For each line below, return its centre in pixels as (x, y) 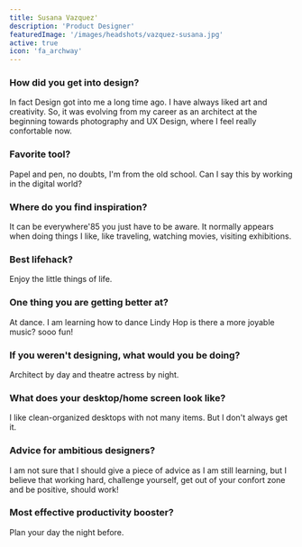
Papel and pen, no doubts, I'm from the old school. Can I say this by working (151, 174)
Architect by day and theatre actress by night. (94, 374)
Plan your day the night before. (67, 532)
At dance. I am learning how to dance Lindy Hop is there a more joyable (142, 322)
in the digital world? (46, 183)
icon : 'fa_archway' (46, 51)
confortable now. (41, 131)
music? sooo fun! (41, 332)
